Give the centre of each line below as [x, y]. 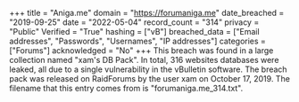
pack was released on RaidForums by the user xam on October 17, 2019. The [149, 78]
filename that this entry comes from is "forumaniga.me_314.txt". [126, 88]
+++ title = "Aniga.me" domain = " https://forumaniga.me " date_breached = [147, 13]
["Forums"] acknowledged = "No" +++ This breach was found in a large [141, 51]
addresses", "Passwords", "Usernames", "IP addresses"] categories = [137, 41]
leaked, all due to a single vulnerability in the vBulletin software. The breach [148, 69]
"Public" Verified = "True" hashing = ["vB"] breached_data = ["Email [135, 31]
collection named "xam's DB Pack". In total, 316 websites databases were [144, 60]
